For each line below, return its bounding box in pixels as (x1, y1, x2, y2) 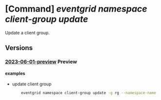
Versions (5, 44, 33, 52)
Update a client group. (5, 30, 50, 35)
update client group (12, 81, 52, 87)
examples (5, 70, 25, 76)
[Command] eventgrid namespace (5, 3, 147, 15)
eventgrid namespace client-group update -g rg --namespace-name (21, 91, 157, 96)
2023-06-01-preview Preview (5, 58, 77, 65)
